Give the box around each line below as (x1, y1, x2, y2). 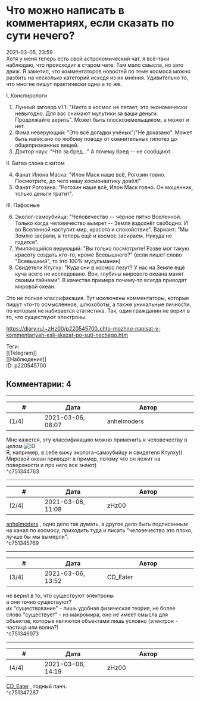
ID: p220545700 (6, 362, 46, 369)
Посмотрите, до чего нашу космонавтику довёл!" (14, 177, 142, 184)
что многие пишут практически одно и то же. (6, 80, 122, 87)
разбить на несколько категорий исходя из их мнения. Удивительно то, (6, 74, 189, 81)
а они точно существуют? (6, 598, 72, 606)
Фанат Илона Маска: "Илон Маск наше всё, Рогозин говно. (14, 171, 165, 178)
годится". (14, 238, 39, 245)
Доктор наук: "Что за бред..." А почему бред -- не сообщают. (14, 147, 172, 155)
